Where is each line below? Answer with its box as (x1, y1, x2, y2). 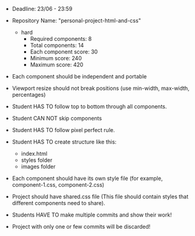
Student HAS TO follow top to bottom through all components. (12, 103, 167, 110)
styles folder (21, 156, 53, 164)
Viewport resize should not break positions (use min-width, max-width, (12, 85, 190, 92)
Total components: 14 (30, 42, 84, 49)
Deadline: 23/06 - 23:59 (12, 5, 73, 12)
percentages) (12, 91, 46, 98)
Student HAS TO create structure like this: (12, 138, 117, 145)
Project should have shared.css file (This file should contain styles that (12, 193, 189, 200)
